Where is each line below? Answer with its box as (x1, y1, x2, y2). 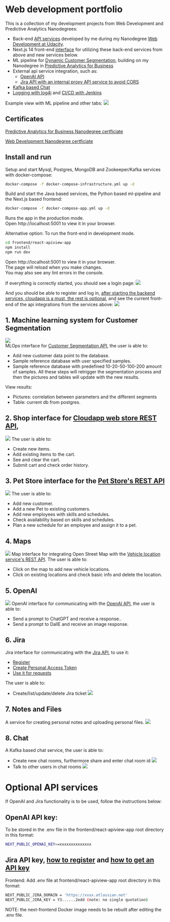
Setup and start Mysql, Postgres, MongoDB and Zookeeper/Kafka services (5, 166, 161, 172)
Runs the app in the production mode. (5, 215, 84, 221)
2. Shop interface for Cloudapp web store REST (5, 414, 157, 423)
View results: (5, 384, 32, 390)
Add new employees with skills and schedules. (12, 512, 110, 518)
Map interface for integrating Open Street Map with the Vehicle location (11, 551, 161, 557)
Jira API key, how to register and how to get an (5, 856, 154, 865)
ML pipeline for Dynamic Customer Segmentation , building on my (12, 57, 149, 63)
